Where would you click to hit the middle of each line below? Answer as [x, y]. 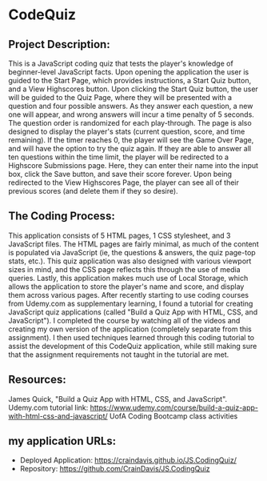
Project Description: [59, 44]
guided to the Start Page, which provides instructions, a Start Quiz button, [130, 80]
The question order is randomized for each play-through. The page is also [130, 123]
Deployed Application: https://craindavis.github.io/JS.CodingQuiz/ [128, 460]
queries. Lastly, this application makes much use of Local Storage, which [128, 278]
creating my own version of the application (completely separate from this [130, 329]
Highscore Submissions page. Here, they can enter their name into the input [133, 165]
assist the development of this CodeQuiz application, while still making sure [133, 346]
